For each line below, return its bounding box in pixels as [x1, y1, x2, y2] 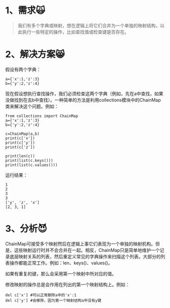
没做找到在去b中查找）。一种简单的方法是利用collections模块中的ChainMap [5, 97, 161, 103]
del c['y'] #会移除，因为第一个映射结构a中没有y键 [5, 298, 101, 303]
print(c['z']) [5, 145, 36, 150]
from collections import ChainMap [5, 113, 79, 119]
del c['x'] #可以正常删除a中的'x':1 [5, 292, 77, 298]
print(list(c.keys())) [5, 158, 53, 163]
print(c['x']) [5, 135, 36, 141]
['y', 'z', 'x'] [5, 200, 40, 205]
